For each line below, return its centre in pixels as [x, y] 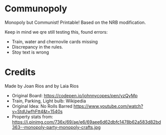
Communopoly [36, 9]
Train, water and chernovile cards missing [55, 41]
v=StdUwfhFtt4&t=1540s [37, 111]
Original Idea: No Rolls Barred [42, 106]
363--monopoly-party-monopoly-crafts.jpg [56, 127]
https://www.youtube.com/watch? [108, 106]
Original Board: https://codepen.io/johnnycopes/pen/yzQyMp [75, 95]
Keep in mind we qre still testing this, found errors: [56, 32]
